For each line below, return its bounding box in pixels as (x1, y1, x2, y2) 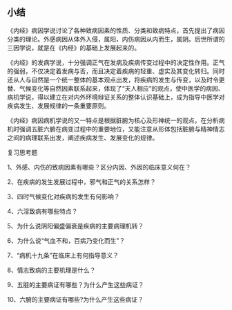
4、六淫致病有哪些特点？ (7, 207, 78, 215)
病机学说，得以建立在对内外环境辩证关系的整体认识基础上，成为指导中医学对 (7, 93, 225, 101)
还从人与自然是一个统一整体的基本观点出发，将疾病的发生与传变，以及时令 (7, 75, 219, 84)
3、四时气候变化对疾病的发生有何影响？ (7, 192, 120, 201)
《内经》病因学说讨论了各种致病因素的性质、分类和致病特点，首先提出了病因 (7, 26, 225, 35)
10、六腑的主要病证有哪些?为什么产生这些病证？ (7, 295, 144, 303)
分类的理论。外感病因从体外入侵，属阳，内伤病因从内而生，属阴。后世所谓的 (7, 35, 225, 43)
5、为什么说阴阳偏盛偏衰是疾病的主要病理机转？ (7, 221, 144, 230)
